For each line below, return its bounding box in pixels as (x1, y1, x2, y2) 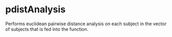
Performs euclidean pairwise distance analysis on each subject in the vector (5, 21, 167, 27)
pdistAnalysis (5, 4, 66, 15)
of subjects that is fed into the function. (5, 26, 89, 32)
